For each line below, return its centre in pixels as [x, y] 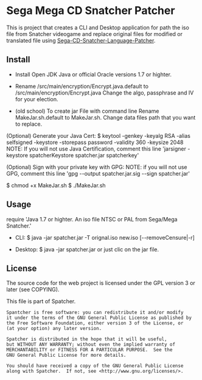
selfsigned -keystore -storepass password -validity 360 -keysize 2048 [95, 142]
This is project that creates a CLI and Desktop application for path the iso [98, 27]
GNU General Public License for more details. [66, 355]
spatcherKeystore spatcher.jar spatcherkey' [84, 155]
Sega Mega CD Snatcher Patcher [91, 11]
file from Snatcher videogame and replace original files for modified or [95, 34]
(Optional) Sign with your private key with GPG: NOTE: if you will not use [97, 167]
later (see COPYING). [33, 290]
